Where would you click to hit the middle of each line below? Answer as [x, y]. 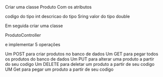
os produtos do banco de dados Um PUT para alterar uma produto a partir [80, 59]
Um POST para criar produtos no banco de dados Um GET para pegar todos [82, 54]
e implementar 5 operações [33, 45]
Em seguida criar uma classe [34, 26]
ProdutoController [23, 35]
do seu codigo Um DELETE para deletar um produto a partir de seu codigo [80, 64]
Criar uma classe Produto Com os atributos [48, 7]
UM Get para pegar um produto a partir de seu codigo [59, 69]
